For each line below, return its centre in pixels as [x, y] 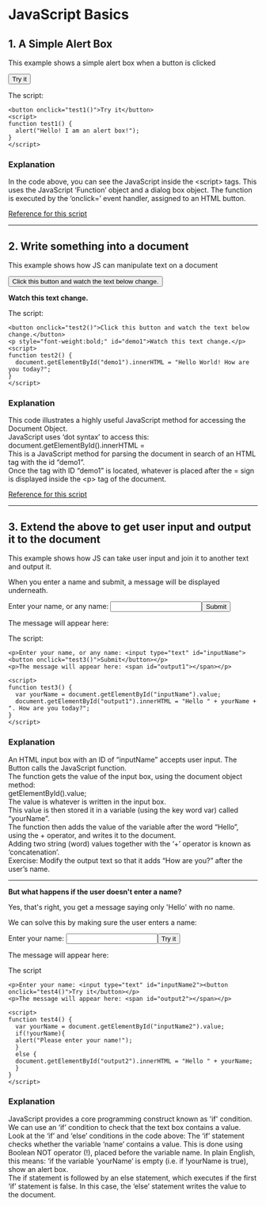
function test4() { [40, 1019]
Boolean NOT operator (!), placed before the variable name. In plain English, [132, 1152]
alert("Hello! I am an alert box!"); [78, 131]
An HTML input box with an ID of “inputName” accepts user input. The [123, 759]
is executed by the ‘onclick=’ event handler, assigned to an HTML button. [127, 199]
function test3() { [40, 688]
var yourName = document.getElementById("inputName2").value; [120, 1026]
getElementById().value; [47, 793]
